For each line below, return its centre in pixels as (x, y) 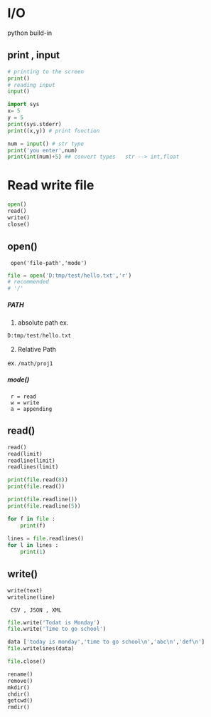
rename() (20, 674)
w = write (25, 403)
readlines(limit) (33, 467)
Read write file (51, 185)
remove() (20, 681)
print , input (34, 55)
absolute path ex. (43, 323)
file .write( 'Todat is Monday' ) (54, 622)
